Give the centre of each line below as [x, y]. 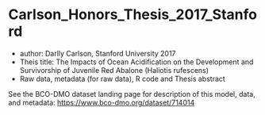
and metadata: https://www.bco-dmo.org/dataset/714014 [102, 102]
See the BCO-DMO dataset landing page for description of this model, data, [132, 94]
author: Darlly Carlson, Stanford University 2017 [98, 53]
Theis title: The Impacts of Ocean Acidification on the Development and [136, 62]
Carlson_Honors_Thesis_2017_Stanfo [133, 15]
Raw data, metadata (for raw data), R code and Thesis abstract [123, 79]
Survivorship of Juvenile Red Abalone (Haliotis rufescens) [114, 70]
